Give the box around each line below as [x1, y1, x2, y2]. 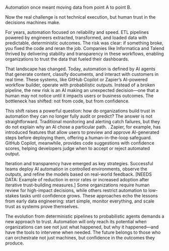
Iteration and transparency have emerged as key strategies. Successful [5, 161, 153, 166]
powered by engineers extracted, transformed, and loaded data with [5, 35, 147, 40]
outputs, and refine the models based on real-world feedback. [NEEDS [5, 171, 152, 177]
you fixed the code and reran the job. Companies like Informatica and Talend [5, 45, 164, 51]
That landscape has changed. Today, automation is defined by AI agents [5, 66, 155, 72]
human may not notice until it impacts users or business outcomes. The [5, 93, 154, 98]
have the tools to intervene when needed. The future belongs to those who [5, 229, 161, 235]
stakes [5, 193, 19, 198]
